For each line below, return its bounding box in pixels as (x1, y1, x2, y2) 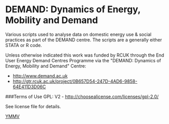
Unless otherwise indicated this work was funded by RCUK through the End (5, 52, 164, 58)
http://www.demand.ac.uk (12, 72, 68, 79)
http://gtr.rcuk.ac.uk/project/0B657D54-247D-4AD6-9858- (12, 78, 138, 84)
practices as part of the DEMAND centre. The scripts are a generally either (5, 37, 162, 43)
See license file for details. (5, 103, 61, 109)
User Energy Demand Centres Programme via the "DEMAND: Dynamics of (5, 57, 161, 63)
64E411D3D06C (12, 83, 46, 90)
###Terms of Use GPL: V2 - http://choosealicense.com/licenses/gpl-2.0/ (5, 93, 159, 100)
